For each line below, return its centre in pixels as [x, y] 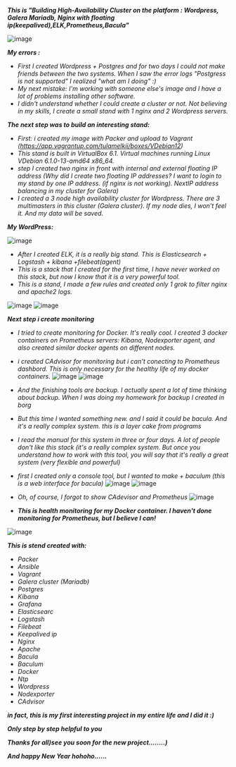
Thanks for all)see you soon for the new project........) [87, 742]
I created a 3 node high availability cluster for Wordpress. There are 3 [118, 198]
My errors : [24, 53]
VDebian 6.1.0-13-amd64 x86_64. [66, 161]
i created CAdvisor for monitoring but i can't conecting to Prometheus [118, 361]
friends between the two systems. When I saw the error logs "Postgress [122, 74]
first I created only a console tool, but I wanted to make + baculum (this [121, 476]
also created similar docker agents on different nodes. [96, 348]
